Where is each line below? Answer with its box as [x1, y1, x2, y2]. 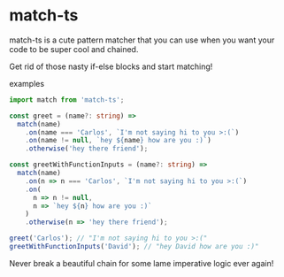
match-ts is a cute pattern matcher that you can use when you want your [9, 35, 275, 45]
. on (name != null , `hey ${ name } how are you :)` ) [25, 136, 212, 145]
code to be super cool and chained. [9, 43, 139, 54]
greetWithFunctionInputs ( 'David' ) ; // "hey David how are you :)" [9, 242, 259, 251]
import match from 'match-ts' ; [9, 95, 125, 104]
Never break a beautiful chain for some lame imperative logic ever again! [9, 258, 274, 268]
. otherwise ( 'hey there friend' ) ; [25, 144, 149, 153]
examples [9, 78, 45, 88]
